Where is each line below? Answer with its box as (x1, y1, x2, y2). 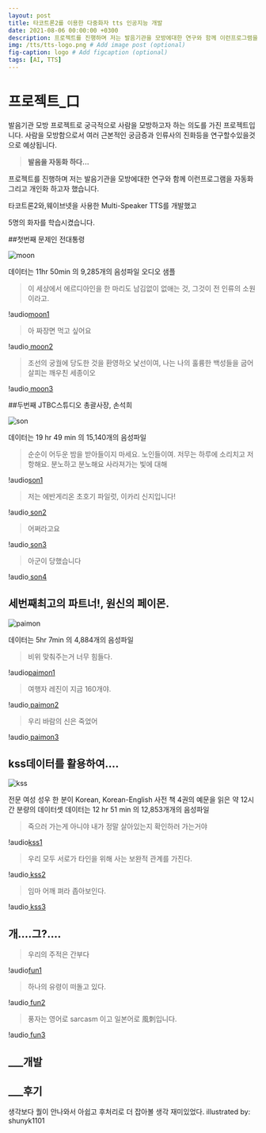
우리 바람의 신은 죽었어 (27, 716, 98, 726)
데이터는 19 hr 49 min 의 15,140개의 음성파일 (8, 432, 146, 441)
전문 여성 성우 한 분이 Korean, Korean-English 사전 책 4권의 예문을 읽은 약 (8, 795, 239, 804)
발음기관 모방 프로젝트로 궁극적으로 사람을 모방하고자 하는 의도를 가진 (8, 120, 222, 129)
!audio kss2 (8, 870, 46, 880)
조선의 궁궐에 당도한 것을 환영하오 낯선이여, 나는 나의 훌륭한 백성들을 (27, 358, 239, 368)
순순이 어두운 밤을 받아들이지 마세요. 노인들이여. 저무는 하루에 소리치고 (27, 449, 245, 459)
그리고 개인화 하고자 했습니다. (8, 183, 100, 193)
